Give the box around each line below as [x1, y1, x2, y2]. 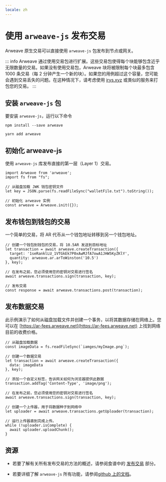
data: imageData [9, 362, 43, 368]
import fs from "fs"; [5, 175, 50, 180]
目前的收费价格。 [5, 329, 40, 335]
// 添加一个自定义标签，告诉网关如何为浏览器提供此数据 [5, 376, 104, 382]
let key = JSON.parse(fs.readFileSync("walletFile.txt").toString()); [5, 189, 154, 194]
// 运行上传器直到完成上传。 [5, 418, 56, 423]
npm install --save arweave [5, 123, 63, 128]
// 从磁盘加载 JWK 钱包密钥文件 [5, 184, 64, 189]
